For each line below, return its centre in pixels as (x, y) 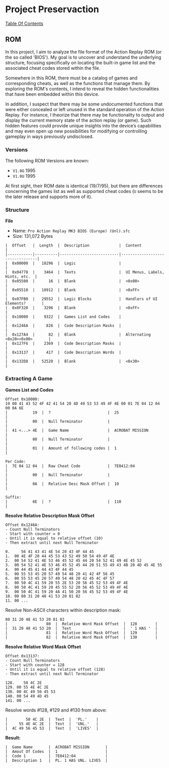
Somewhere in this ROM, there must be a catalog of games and (72, 78)
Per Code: (16, 461)
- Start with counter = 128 (35, 665)
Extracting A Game (29, 379)
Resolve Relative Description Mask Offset (50, 515)
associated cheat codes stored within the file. (53, 68)
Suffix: (13, 497)
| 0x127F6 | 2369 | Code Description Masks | (63, 344)
